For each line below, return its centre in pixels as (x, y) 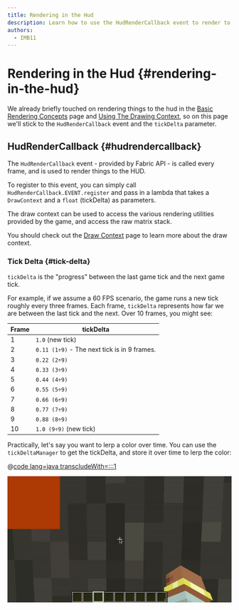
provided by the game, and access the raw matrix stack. (90, 222)
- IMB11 (25, 38)
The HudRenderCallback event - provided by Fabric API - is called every (111, 163)
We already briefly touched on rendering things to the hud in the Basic (110, 109)
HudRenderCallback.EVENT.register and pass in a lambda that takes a (108, 192)
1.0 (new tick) (56, 340)
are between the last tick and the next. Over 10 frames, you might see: (110, 313)
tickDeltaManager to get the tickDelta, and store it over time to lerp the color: (119, 452)
